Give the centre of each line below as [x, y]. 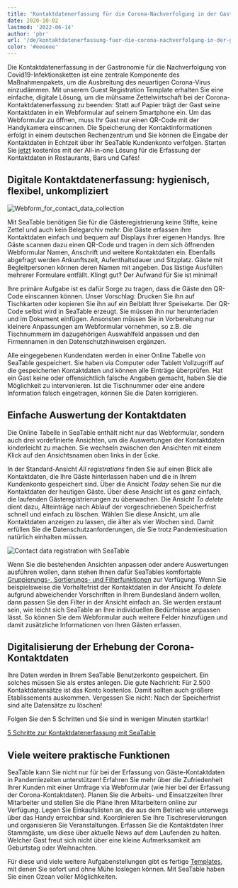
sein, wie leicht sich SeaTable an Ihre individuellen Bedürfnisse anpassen [114, 610]
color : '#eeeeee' [33, 47]
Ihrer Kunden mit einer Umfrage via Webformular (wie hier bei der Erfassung [119, 787]
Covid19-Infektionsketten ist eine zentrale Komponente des [93, 75]
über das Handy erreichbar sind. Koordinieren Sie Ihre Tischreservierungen [117, 818]
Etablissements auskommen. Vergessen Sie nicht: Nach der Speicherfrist [114, 698]
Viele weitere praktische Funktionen [89, 755]
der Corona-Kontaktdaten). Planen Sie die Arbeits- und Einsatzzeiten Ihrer [115, 795]
